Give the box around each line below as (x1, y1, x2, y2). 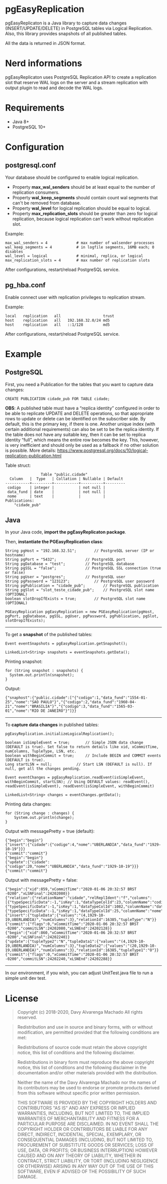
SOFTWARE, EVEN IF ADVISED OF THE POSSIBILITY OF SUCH (17, 1169, 146, 1175)
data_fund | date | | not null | (7, 489, 106, 494)
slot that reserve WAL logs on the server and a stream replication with (5, 79, 148, 85)
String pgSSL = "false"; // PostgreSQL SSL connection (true (5, 566, 162, 571)
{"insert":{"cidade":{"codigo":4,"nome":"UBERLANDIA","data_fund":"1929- (5, 842, 162, 847)
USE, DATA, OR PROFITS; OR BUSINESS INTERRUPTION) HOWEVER (17, 1147, 158, 1154)
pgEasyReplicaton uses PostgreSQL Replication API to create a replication (5, 74, 157, 80)
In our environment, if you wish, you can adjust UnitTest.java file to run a (5, 970, 153, 976)
